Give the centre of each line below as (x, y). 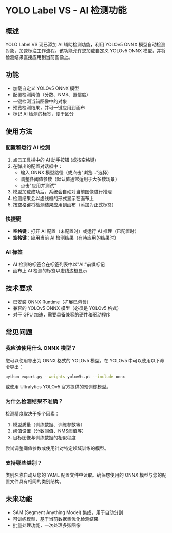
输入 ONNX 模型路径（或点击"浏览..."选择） (66, 172)
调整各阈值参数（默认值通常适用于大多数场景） (70, 179)
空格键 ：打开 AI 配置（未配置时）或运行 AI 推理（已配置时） (76, 231)
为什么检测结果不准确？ (34, 402)
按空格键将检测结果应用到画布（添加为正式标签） (64, 204)
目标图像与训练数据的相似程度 (44, 437)
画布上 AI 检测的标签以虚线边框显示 (50, 271)
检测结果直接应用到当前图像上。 (39, 57)
